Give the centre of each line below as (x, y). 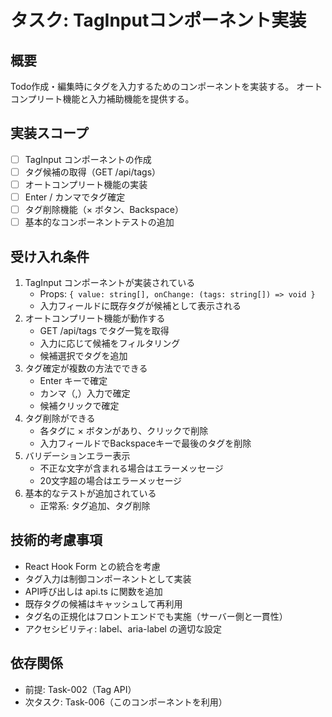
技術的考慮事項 (56, 540)
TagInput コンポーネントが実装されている (110, 282)
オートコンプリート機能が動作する (95, 318)
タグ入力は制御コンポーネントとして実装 (108, 578)
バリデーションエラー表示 (77, 455)
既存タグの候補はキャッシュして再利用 (103, 603)
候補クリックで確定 (79, 405)
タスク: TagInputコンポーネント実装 (158, 20)
